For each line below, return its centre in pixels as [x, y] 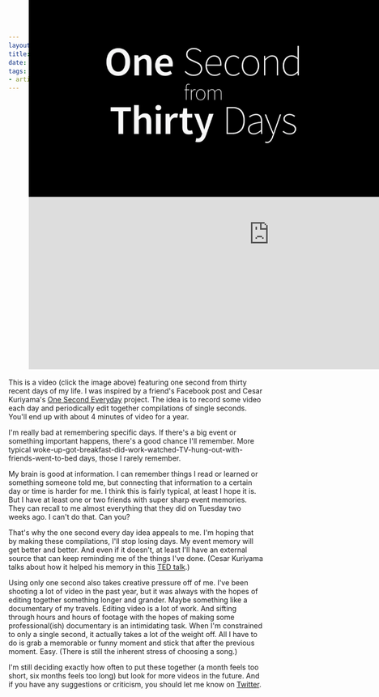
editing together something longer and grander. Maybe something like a [128, 600]
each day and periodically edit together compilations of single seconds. [128, 408]
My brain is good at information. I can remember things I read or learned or [133, 474]
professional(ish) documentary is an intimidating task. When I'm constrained [136, 626]
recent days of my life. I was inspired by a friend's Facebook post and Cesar [136, 391]
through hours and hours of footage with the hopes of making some [121, 617]
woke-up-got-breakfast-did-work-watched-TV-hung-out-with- [138, 450]
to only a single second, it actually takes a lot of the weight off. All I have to [133, 635]
